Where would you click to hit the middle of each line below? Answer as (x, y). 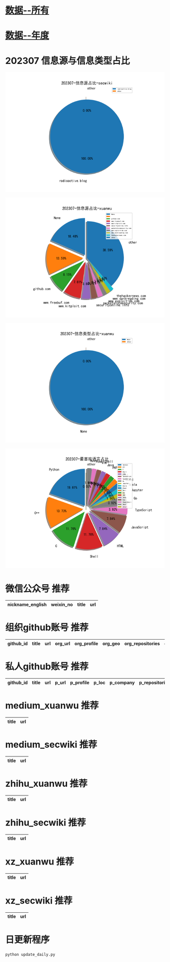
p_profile (80, 682)
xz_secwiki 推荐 (39, 901)
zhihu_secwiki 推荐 (46, 823)
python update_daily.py (30, 954)
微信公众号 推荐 (37, 589)
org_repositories (142, 643)
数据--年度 (27, 36)
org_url (63, 643)
